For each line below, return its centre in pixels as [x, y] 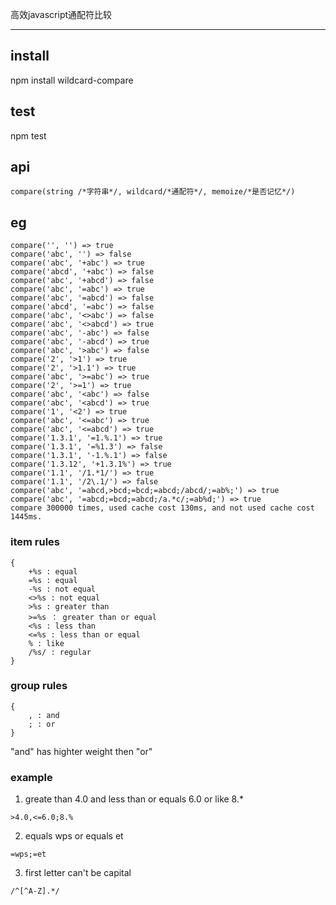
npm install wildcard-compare [72, 80]
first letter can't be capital [78, 873]
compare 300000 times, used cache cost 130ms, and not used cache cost [162, 508]
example [31, 777]
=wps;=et [28, 854]
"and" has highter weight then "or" [81, 751]
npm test [28, 135]
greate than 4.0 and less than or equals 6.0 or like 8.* [134, 799]
